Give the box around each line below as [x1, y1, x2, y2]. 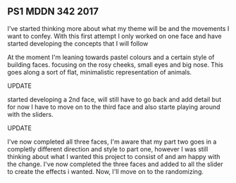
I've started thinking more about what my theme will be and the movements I [7, 24, 230, 32]
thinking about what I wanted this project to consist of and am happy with [7, 152, 221, 160]
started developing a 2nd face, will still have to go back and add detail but [7, 95, 222, 103]
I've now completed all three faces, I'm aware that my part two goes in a [7, 137, 217, 146]
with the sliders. [7, 110, 54, 118]
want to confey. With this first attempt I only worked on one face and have [7, 32, 222, 40]
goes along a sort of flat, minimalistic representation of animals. [7, 68, 192, 76]
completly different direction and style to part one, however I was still [7, 144, 209, 153]
